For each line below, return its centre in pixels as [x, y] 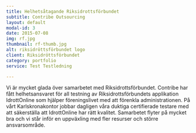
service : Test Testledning [39, 66]
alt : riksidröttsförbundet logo [45, 50]
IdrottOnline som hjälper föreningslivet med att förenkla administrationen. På [98, 100]
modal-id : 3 [21, 28]
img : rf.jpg [21, 39]
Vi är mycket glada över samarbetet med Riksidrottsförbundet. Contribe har [97, 88]
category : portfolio [31, 60]
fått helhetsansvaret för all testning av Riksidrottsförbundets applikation [92, 94]
